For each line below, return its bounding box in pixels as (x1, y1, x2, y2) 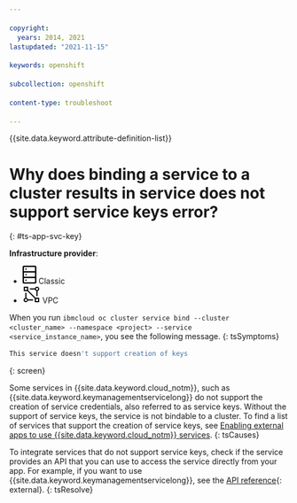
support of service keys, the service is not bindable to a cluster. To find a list (9, 411, 288, 422)
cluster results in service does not (9, 182, 266, 203)
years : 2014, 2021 (17, 33, 86, 42)
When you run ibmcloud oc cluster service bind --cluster (9, 313, 231, 323)
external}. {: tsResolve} (9, 484, 93, 495)
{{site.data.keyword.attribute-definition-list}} (9, 133, 173, 143)
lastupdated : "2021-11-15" (9, 43, 109, 51)
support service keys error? (9, 202, 219, 221)
